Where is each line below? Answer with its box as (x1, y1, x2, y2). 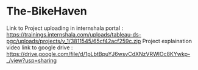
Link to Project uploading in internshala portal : (6, 24, 124, 32)
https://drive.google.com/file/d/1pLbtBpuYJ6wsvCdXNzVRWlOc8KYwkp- (6, 50, 191, 57)
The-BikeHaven (6, 4, 87, 18)
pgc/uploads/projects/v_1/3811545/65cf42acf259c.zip (6, 37, 141, 44)
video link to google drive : (6, 44, 73, 51)
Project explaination (142, 37, 193, 44)
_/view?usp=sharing (6, 57, 57, 64)
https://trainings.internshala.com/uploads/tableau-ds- (6, 30, 141, 38)
